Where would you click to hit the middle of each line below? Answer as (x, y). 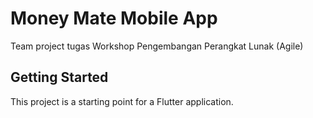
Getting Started (59, 77)
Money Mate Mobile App (114, 18)
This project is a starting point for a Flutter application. (122, 101)
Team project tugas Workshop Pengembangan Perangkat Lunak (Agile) (157, 46)
